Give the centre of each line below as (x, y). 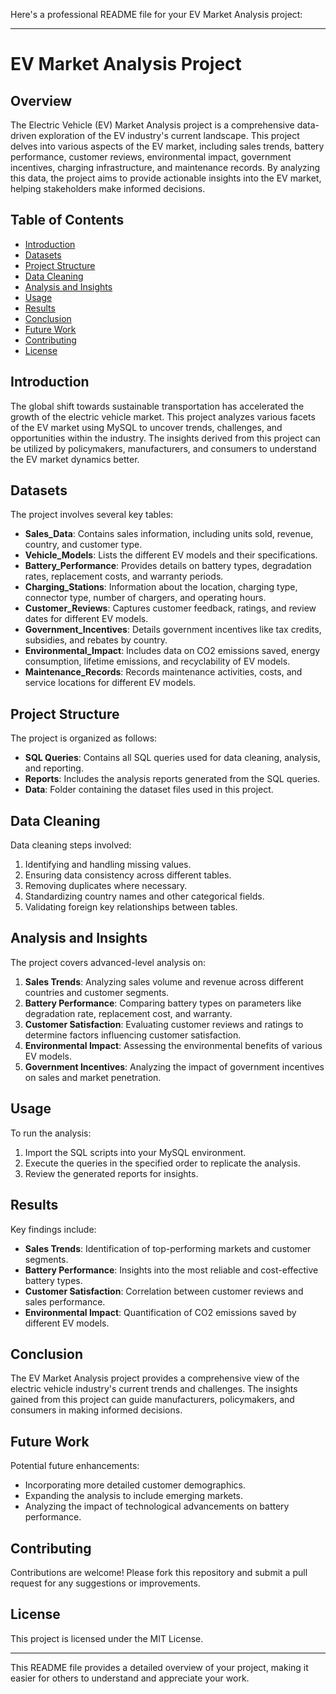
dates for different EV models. (86, 619)
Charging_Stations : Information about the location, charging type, (161, 587)
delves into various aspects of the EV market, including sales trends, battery (167, 146)
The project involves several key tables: (92, 515)
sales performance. (65, 1301)
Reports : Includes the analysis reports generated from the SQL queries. (172, 779)
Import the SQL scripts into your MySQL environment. (135, 1152)
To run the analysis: (51, 1133)
